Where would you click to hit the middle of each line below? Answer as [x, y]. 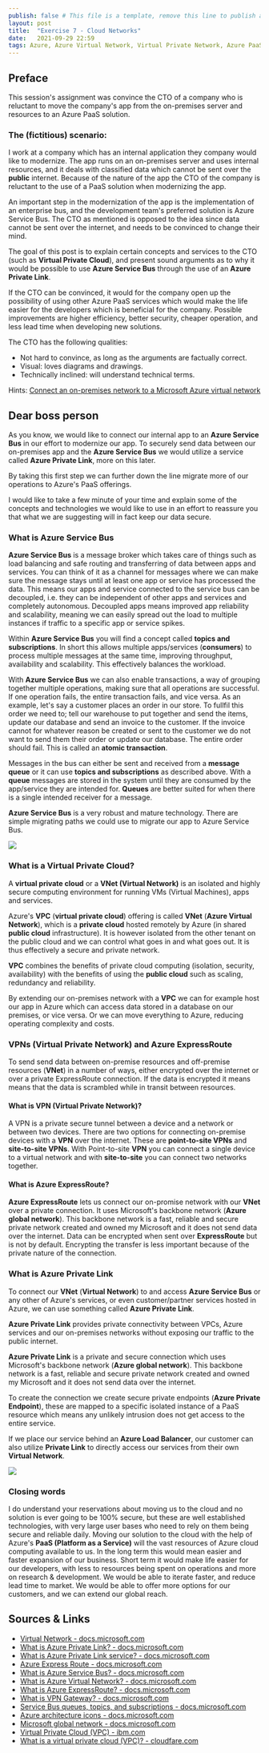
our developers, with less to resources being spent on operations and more [132, 1568]
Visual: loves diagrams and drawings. [81, 366]
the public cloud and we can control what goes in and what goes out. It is [129, 941]
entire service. [32, 1423]
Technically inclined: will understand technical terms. [107, 375]
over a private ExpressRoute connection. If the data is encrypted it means [129, 1078]
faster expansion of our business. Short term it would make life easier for [128, 1560]
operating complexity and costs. [61, 1023]
